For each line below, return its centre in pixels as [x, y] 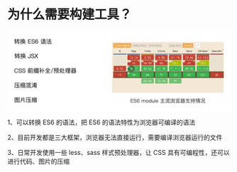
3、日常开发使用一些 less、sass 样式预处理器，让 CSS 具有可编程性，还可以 [118, 153]
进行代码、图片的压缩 [38, 161]
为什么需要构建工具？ [70, 15]
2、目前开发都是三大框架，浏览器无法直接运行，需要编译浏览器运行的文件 [115, 138]
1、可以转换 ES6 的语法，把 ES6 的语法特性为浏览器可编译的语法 [101, 122]
